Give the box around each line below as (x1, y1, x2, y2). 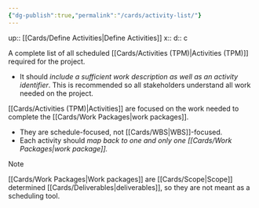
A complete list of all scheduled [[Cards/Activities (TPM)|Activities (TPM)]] (8, 48, 249, 57)
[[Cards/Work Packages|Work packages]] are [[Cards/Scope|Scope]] (8, 174, 233, 184)
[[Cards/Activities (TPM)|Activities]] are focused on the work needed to (8, 104, 239, 113)
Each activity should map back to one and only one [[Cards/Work (19, 135, 232, 145)
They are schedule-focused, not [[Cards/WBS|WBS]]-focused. (19, 127, 223, 137)
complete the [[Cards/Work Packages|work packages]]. (8, 111, 189, 122)
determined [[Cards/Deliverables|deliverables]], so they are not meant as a (8, 182, 250, 192)
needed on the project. (19, 88, 94, 98)
